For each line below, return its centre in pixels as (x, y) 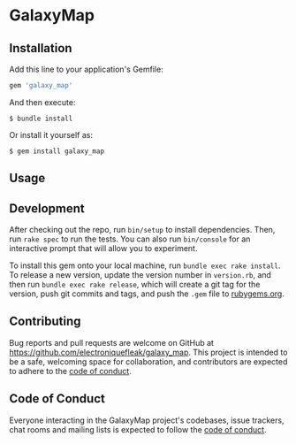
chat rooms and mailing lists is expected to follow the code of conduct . (138, 429)
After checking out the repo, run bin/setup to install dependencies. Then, (142, 230)
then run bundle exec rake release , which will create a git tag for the (135, 285)
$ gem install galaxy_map (57, 151)
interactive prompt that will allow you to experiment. (103, 249)
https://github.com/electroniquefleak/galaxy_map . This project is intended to (148, 352)
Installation (41, 48)
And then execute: (42, 102)
